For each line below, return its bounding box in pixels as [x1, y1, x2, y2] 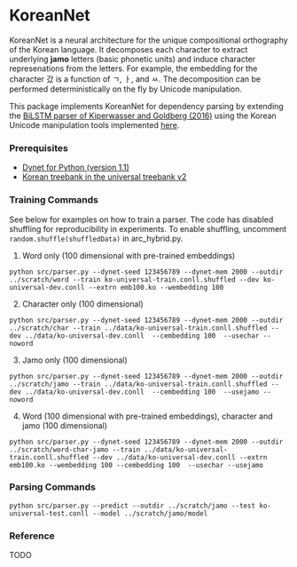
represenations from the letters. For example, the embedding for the [9, 63, 258, 74]
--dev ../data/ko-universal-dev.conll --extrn [92, 452, 268, 462]
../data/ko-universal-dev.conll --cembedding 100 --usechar [25, 331, 260, 340]
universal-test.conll [9, 508, 90, 518]
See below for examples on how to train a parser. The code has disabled [9, 214, 274, 225]
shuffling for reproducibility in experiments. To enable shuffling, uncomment [9, 223, 287, 234]
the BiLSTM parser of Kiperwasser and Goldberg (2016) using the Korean [9, 110, 277, 121]
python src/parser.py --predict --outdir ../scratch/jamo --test [9, 501, 255, 510]
